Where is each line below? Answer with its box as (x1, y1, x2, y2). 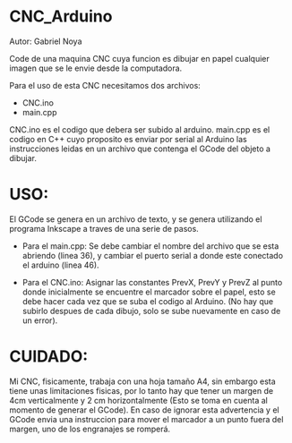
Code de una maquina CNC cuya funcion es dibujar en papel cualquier (9, 53, 271, 64)
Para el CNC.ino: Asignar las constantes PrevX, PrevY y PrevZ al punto (21, 277, 283, 287)
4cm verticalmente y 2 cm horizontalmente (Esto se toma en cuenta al (9, 395, 269, 405)
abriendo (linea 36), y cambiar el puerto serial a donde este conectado (21, 250, 284, 260)
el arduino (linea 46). (21, 260, 100, 270)
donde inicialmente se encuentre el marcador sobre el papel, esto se (21, 286, 276, 297)
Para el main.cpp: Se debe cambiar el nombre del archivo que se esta (21, 240, 279, 251)
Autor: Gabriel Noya (9, 36, 82, 47)
